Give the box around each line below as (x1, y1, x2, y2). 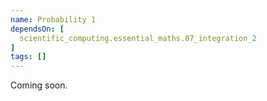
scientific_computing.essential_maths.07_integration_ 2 (19, 33, 257, 43)
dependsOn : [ (10, 24, 65, 34)
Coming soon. (10, 79, 68, 91)
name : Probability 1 (10, 14, 97, 25)
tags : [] (10, 52, 47, 62)
